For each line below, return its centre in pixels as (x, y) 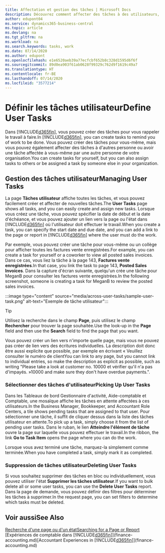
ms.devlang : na (21, 33)
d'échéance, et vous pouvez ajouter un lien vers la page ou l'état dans (76, 219)
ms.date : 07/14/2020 (26, 51)
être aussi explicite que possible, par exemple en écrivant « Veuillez (74, 351)
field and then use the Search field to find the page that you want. (72, 331)
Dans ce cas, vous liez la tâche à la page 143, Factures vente (67, 260)
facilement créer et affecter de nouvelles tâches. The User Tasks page (76, 203)
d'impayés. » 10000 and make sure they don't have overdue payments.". (78, 372)
